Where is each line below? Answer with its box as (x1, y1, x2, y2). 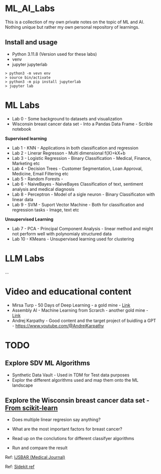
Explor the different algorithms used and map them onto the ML (12, 377, 139, 383)
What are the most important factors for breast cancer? (12, 426, 122, 432)
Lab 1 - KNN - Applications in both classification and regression (12, 145, 139, 151)
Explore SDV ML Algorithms (5, 359, 90, 367)
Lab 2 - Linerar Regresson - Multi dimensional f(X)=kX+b (12, 150, 126, 156)
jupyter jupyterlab (12, 61, 47, 67)
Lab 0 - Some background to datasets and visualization (12, 116, 122, 121)
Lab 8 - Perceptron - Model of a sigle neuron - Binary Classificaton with (12, 191, 155, 197)
